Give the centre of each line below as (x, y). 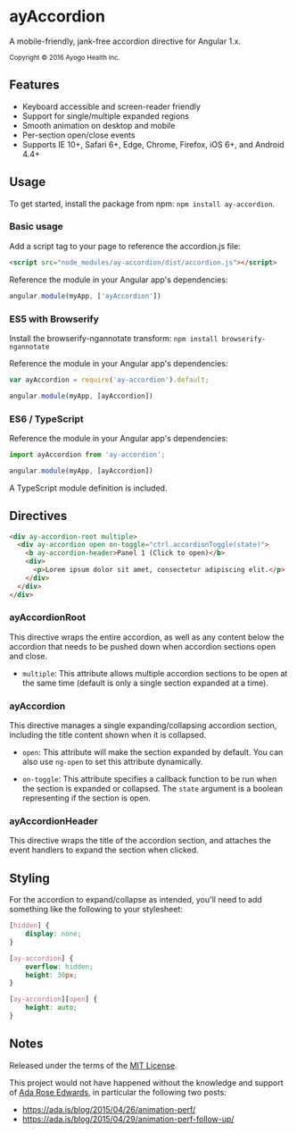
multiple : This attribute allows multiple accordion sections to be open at (155, 673)
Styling (30, 878)
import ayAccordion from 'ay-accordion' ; (87, 454)
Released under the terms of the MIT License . (93, 1065)
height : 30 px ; (51, 975)
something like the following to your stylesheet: (96, 910)
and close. (29, 656)
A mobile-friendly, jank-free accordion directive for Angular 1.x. (125, 41)
